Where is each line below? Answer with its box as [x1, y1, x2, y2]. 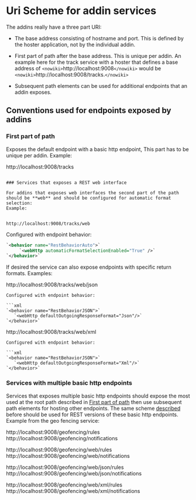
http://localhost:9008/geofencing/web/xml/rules [6, 481, 123, 488]
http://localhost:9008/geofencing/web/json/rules [6, 464, 124, 471]
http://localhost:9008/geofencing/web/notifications [6, 452, 130, 459]
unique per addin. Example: [6, 152, 72, 159]
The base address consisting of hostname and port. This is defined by [14, 35, 184, 42]
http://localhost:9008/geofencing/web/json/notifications [6, 470, 142, 477]
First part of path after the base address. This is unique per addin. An [14, 52, 181, 59]
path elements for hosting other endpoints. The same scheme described [6, 405, 181, 412]
